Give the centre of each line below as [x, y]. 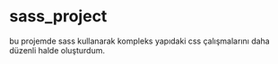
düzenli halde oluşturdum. [57, 50]
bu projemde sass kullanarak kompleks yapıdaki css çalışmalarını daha [140, 41]
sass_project [58, 16]
